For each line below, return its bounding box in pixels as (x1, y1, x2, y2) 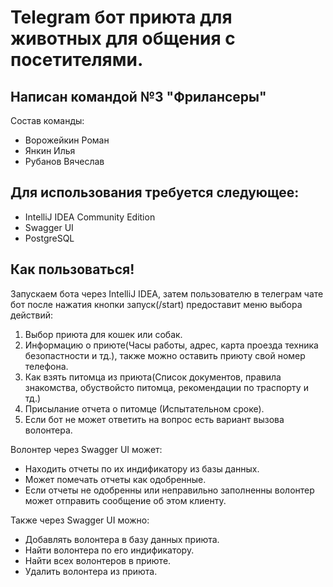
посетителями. (10, 49, 144, 71)
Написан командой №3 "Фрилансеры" (10, 88, 267, 105)
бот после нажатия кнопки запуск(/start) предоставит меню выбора (10, 298, 303, 310)
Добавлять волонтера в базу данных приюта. (24, 533, 220, 545)
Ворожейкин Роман (24, 134, 110, 146)
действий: (10, 309, 54, 321)
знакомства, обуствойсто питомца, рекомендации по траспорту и (24, 381, 309, 393)
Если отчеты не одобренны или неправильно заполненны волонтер (24, 484, 315, 496)
